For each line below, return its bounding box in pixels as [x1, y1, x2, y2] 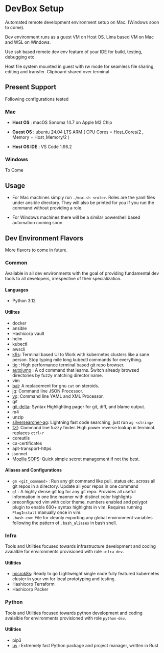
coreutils [12, 435, 30, 441]
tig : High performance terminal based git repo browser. [12, 362, 125, 368]
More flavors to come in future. [5, 247, 68, 253]
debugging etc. [5, 54, 36, 59]
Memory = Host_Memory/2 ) [12, 134, 70, 140]
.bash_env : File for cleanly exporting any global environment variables [12, 514, 153, 520]
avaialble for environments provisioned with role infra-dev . [5, 549, 124, 555]
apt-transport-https [12, 445, 51, 451]
